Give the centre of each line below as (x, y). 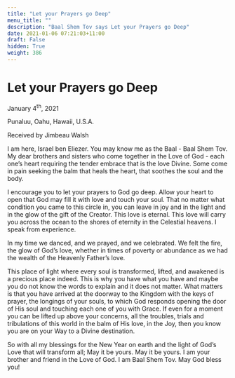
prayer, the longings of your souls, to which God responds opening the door (117, 302)
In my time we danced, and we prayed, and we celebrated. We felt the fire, (115, 243)
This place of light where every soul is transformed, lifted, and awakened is (116, 271)
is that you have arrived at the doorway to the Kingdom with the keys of (110, 294)
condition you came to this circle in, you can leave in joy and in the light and (117, 207)
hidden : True (26, 46)
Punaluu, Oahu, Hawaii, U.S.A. (51, 122)
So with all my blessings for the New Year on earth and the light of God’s (112, 345)
